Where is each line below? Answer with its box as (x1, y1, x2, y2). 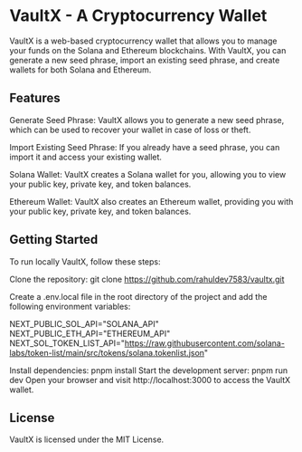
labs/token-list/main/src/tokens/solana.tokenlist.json (9, 347, 205, 358)
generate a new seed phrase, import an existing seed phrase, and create (9, 54, 280, 65)
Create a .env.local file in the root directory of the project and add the (9, 291, 268, 302)
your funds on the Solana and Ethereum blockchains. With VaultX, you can (9, 44, 287, 55)
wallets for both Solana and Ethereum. (9, 64, 152, 75)
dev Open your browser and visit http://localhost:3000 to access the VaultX (9, 374, 291, 385)
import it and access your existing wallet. (9, 151, 163, 162)
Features (9, 91, 61, 106)
